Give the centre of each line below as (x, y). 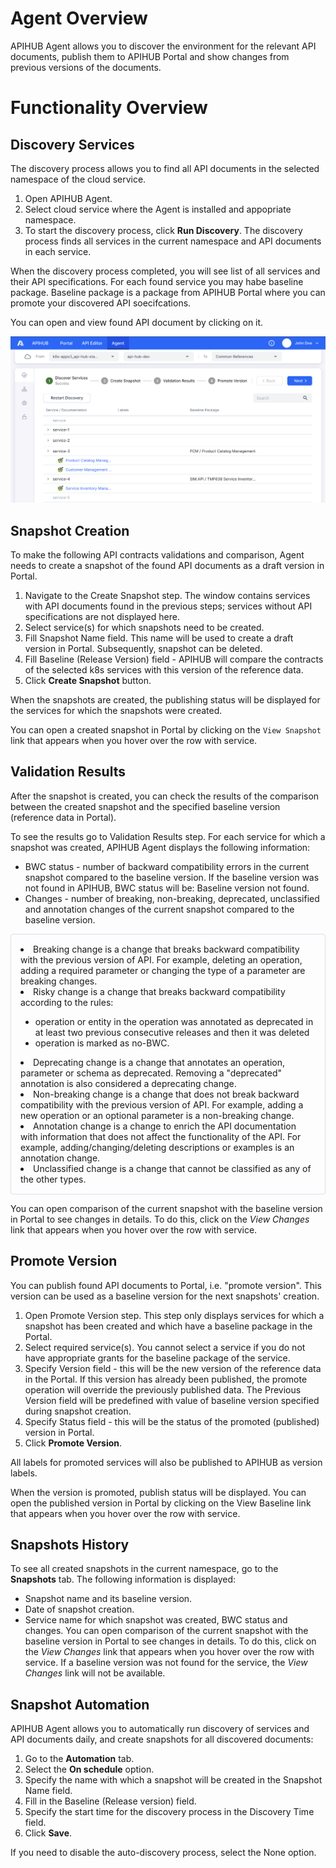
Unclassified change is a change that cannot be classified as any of (172, 1168)
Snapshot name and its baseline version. (108, 1599)
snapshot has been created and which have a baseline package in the (168, 1326)
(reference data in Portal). (63, 817)
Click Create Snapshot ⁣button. (88, 681)
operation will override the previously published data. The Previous (163, 1389)
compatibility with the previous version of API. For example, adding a (162, 1104)
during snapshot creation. (78, 1411)
